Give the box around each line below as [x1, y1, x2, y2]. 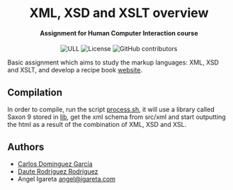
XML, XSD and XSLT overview [29, 5, 209, 21]
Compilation [7, 86, 62, 99]
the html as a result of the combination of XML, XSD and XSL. [7, 121, 187, 129]
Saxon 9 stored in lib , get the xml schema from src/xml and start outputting [7, 113, 227, 121]
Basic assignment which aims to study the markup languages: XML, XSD [7, 58, 220, 67]
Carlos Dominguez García [17, 160, 93, 168]
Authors [7, 140, 45, 153]
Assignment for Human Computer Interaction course [40, 28, 198, 37]
